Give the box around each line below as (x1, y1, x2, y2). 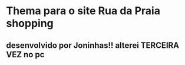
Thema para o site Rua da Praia (6, 4, 161, 18)
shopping (6, 17, 54, 30)
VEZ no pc (6, 49, 45, 60)
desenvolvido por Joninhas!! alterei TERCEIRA (6, 40, 180, 50)
